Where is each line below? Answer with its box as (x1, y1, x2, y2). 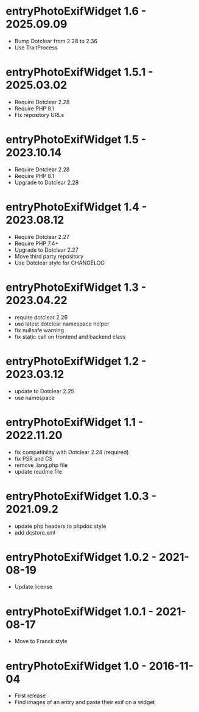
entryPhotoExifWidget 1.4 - (5, 200, 147, 214)
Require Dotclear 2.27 (14, 233, 69, 240)
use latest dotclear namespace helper (14, 320, 110, 327)
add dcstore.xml (14, 529, 56, 536)
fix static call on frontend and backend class (14, 333, 126, 340)
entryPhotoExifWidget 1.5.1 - (5, 65, 153, 79)
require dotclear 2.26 (14, 313, 68, 321)
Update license (14, 583, 53, 591)
